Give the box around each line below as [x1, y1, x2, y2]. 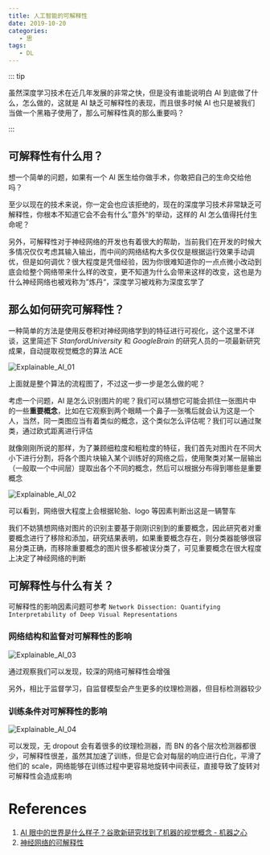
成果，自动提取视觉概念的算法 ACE [8, 345, 123, 355]
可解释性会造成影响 [8, 771, 72, 781]
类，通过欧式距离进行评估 [8, 426, 93, 436]
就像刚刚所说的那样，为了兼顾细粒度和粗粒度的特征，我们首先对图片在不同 [8, 443, 255, 452]
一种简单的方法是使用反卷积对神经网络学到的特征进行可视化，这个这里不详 [8, 325, 255, 335]
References [8, 800, 87, 818]
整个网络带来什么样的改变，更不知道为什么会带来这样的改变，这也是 [29, 266, 255, 276]
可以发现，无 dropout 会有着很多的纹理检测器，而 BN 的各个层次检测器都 [8, 741, 250, 751]
